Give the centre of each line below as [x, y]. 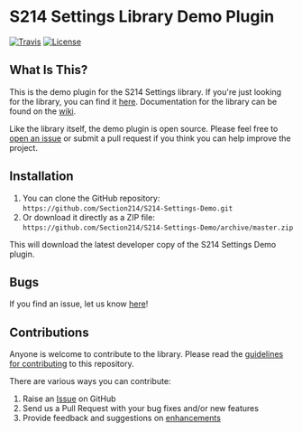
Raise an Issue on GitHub [69, 399]
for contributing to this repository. [72, 364]
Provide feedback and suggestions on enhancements [121, 418]
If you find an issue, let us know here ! [79, 304]
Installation [41, 177]
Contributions [49, 332]
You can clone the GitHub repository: [91, 198]
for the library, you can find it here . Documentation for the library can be [143, 101]
